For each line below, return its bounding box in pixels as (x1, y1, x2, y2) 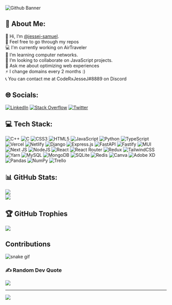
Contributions (5, 240, 51, 249)
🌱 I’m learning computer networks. (5, 52, 78, 58)
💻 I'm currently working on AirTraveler (5, 44, 87, 51)
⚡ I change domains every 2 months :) (5, 68, 85, 74)
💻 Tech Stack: (5, 120, 53, 129)
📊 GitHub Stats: (5, 173, 58, 181)
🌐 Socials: (5, 91, 39, 100)
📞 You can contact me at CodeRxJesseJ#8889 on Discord (5, 76, 127, 82)
